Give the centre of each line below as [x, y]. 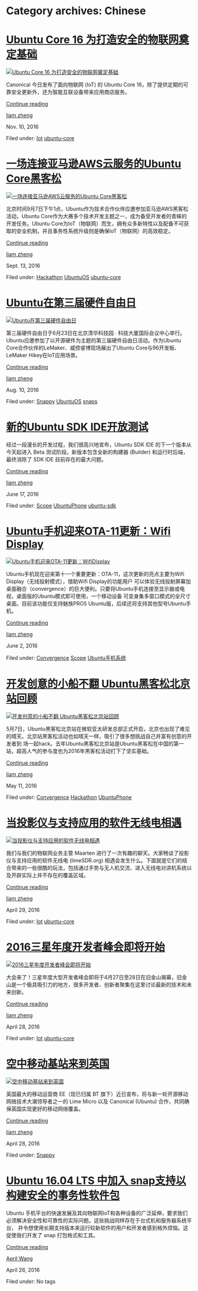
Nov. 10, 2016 [22, 127]
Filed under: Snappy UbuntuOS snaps [52, 401]
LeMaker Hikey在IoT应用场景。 [44, 355]
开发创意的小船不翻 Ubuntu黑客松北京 [98, 684]
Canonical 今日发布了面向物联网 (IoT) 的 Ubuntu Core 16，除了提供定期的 [95, 85]
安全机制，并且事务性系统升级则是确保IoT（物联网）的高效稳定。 [95, 231]
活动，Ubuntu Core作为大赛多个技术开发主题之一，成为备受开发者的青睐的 [97, 216]
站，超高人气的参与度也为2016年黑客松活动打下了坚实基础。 [79, 751]
